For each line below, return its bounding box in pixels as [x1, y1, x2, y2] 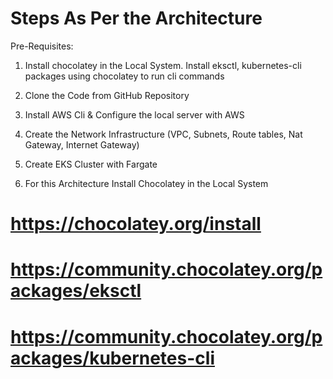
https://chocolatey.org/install [10, 213, 262, 236]
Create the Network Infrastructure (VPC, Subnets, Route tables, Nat [24, 128, 303, 140]
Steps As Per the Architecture [10, 7, 263, 30]
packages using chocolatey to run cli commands [24, 70, 225, 82]
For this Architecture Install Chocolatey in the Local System [24, 177, 269, 189]
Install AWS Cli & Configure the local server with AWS [24, 108, 245, 121]
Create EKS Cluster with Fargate [24, 158, 158, 170]
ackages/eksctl [10, 280, 142, 302]
